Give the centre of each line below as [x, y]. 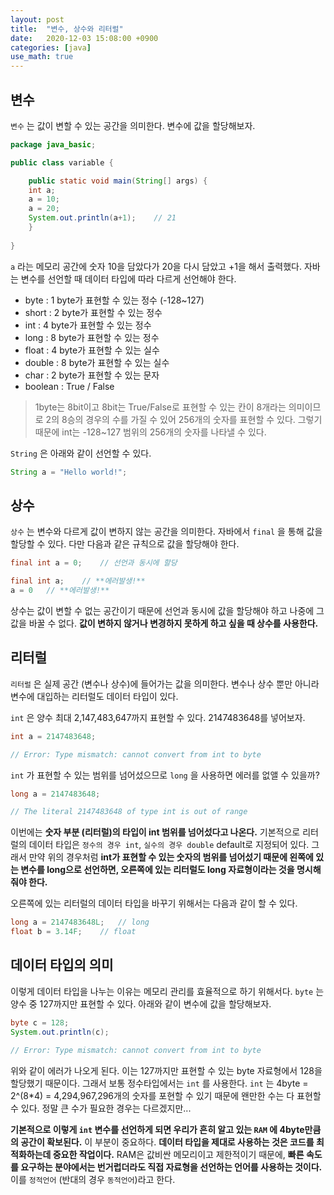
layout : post [37, 19]
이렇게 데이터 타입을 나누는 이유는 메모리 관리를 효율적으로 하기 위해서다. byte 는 [167, 991]
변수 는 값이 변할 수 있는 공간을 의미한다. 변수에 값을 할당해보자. [133, 125]
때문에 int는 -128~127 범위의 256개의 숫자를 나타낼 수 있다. [150, 432]
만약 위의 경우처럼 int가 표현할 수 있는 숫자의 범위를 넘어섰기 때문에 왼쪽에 [171, 857]
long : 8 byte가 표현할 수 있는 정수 [92, 337]
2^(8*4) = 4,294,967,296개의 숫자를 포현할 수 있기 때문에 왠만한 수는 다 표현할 [166, 1095]
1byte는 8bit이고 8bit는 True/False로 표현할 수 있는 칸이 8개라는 [160, 407]
